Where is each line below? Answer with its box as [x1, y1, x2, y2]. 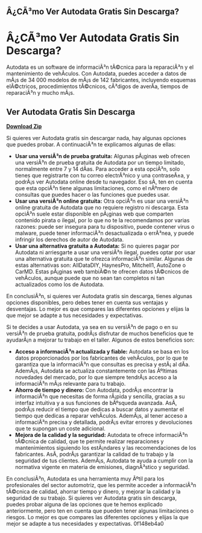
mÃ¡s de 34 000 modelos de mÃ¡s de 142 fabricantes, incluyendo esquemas [6, 77, 197, 84]
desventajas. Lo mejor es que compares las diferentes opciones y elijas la [6, 305, 190, 313]
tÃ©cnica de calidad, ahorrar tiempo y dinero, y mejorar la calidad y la [6, 488, 181, 496]
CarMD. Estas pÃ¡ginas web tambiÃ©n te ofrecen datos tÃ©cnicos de [14, 268, 189, 275]
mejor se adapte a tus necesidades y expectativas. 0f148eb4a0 [6, 520, 164, 528]
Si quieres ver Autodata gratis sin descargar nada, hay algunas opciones [6, 135, 187, 142]
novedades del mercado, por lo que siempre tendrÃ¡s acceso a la [14, 374, 177, 381]
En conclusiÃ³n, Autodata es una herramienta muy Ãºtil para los [6, 475, 165, 482]
